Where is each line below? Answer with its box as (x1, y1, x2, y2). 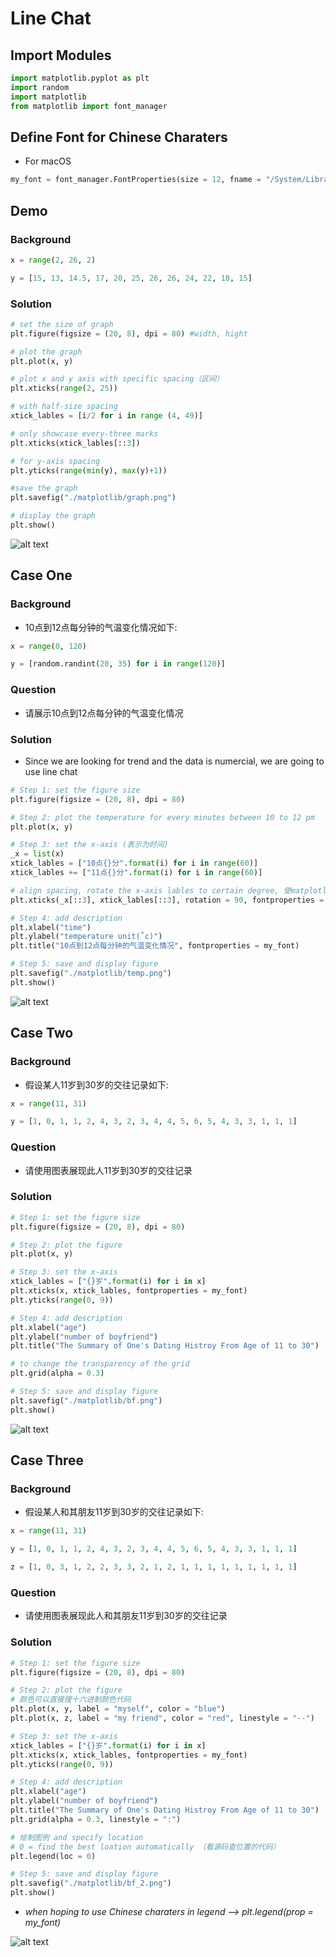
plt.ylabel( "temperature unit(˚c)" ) (10, 932, 163, 942)
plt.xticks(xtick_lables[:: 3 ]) (10, 438, 141, 448)
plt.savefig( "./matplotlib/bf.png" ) (10, 1395, 163, 1406)
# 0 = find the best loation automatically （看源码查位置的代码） (10, 1842, 281, 1852)
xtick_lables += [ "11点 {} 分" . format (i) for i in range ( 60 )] (10, 868, 263, 878)
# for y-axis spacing (10, 456, 101, 466)
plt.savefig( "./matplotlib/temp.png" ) (10, 968, 172, 979)
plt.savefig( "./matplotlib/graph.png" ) (10, 493, 177, 503)
